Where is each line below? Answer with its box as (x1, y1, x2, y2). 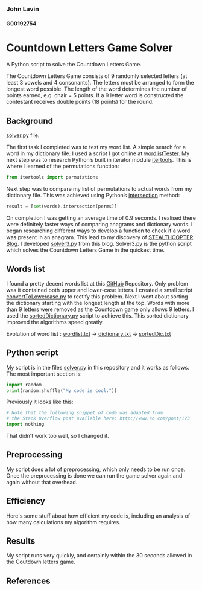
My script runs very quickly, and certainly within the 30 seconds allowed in (6, 552, 192, 559)
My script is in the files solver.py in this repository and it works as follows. (6, 364, 190, 371)
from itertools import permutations (6, 175, 98, 181)
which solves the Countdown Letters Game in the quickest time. (6, 246, 165, 254)
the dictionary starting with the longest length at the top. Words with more (6, 299, 190, 306)
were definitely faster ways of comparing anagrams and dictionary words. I (6, 221, 193, 228)
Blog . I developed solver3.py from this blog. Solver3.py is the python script (6, 240, 192, 248)
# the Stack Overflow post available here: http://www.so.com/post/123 (6, 415, 190, 422)
